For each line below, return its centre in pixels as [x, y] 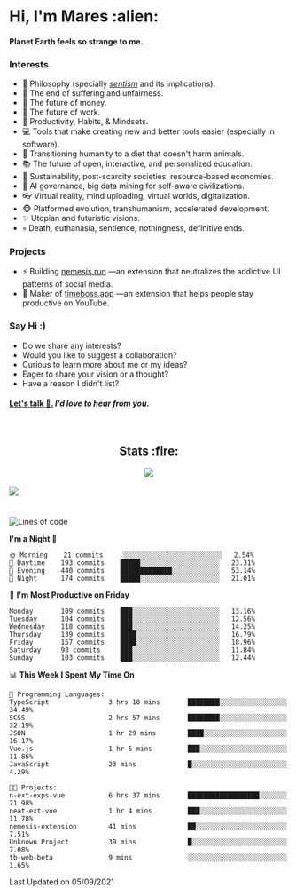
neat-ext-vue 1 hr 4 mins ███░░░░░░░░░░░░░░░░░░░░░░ [148, 811]
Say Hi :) [27, 326]
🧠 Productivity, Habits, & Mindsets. [85, 122]
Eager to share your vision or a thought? [95, 374]
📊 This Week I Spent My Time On [72, 674]
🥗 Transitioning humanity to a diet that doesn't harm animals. [133, 154]
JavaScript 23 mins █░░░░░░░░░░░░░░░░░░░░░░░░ [148, 764]
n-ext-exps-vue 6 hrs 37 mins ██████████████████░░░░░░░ [148, 795]
